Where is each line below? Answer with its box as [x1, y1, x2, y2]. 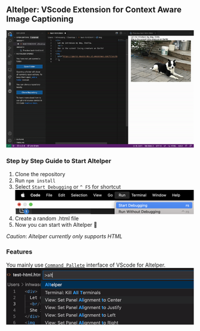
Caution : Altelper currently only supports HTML [6, 233, 123, 240]
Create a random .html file [14, 215, 79, 222]
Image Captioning [6, 14, 74, 24]
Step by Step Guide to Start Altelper [6, 157, 111, 165]
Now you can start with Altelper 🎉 [14, 221, 98, 229]
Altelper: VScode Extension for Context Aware [6, 5, 182, 15]
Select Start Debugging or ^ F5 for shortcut [14, 183, 121, 190]
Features [6, 248, 33, 256]
